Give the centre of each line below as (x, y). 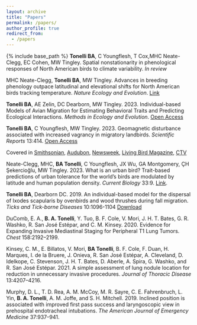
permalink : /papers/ (32, 23)
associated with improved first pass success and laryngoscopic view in (93, 304)
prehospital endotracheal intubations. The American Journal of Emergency (97, 311)
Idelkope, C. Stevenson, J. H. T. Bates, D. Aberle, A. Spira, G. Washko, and (96, 261)
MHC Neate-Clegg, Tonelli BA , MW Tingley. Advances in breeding (87, 80)
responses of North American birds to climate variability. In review (87, 68)
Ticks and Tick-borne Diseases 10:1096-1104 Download (74, 207)
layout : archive (26, 12)
